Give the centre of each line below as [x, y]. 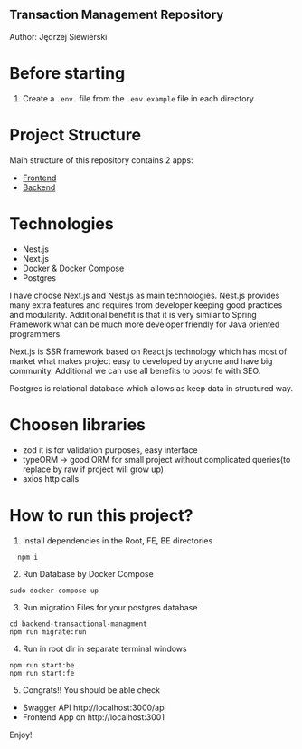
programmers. [36, 333]
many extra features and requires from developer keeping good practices [146, 305]
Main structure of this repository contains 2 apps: [101, 160]
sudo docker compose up [54, 591]
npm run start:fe [42, 673]
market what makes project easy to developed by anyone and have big [141, 360]
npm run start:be [42, 665]
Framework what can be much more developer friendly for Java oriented [145, 324]
